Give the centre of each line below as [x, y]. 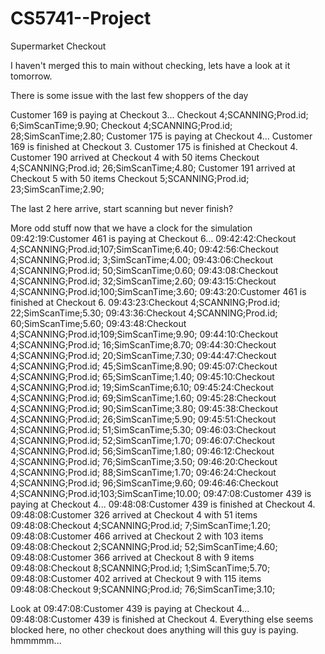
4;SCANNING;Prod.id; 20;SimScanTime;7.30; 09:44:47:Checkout [143, 355]
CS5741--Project [81, 18]
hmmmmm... [36, 640]
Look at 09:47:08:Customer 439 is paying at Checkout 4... [130, 608]
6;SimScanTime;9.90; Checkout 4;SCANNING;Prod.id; [121, 125]
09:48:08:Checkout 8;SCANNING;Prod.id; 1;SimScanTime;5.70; [140, 568]
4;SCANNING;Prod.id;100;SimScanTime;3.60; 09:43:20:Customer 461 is [158, 291]
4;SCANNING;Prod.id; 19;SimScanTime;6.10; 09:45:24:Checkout [142, 387]
